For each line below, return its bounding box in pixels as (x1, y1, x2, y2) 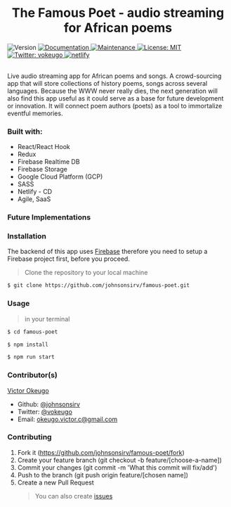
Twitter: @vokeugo (17, 407, 72, 416)
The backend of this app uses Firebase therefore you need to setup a (7, 248, 208, 256)
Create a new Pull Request (17, 478, 95, 487)
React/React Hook (17, 143, 70, 151)
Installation (7, 231, 47, 241)
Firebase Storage (17, 165, 68, 174)
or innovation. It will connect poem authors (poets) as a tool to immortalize (7, 101, 223, 110)
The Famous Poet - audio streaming (11, 5, 225, 21)
